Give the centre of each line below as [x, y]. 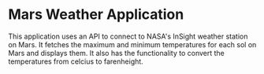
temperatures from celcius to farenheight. [76, 61]
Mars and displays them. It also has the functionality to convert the [116, 53]
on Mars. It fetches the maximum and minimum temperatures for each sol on [132, 44]
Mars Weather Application [96, 15]
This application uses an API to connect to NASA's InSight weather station [128, 36]
